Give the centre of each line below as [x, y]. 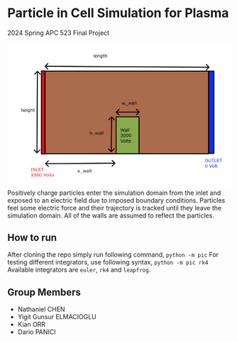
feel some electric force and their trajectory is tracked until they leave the [115, 208]
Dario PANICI [37, 332]
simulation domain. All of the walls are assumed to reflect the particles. [111, 215]
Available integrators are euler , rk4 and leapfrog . [79, 270]
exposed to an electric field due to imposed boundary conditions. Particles [116, 200]
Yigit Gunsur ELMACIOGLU [57, 317]
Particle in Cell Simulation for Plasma [118, 13]
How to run [32, 238]
